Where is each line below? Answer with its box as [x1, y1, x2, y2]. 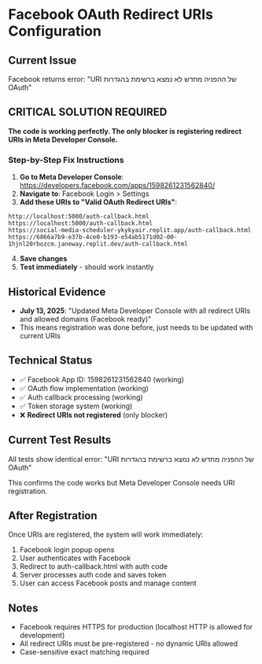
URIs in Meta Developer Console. [8, 135, 118, 144]
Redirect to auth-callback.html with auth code [19, 562, 168, 571]
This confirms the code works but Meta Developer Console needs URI [8, 478, 235, 487]
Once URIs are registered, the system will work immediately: [8, 529, 204, 540]
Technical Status [8, 354, 93, 367]
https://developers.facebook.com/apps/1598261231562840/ [19, 181, 216, 190]
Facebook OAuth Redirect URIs [8, 6, 214, 24]
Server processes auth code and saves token [19, 570, 167, 580]
